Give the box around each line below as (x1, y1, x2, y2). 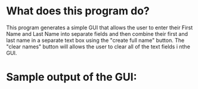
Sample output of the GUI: (6, 70, 137, 84)
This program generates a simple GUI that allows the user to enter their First (6, 24, 193, 31)
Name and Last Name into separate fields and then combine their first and (6, 30, 188, 37)
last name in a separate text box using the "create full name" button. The (6, 36, 185, 44)
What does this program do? (6, 4, 150, 18)
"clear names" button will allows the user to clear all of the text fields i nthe (6, 43, 191, 50)
